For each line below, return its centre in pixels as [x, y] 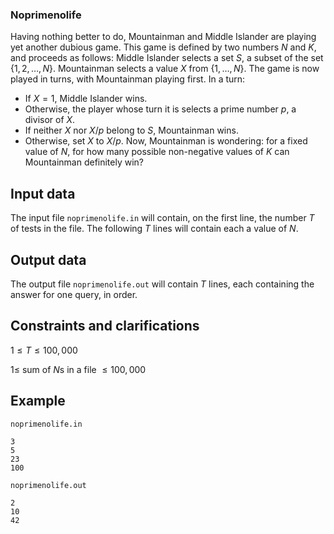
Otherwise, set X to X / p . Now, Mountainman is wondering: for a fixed [166, 141]
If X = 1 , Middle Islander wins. [86, 99]
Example [38, 401]
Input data [43, 193]
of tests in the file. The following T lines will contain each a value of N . [154, 229]
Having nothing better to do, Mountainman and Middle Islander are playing [163, 37]
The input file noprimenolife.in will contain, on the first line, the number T [162, 218]
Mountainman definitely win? [84, 162]
